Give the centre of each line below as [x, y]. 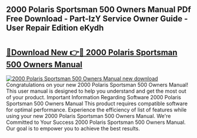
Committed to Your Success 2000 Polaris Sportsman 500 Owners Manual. [96, 122]
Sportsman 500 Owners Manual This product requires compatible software [97, 103]
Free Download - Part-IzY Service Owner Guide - [97, 19]
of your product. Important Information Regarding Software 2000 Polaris [94, 97]
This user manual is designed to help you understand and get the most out [96, 91]
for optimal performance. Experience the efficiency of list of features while [96, 110]
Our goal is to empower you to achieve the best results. [73, 128]
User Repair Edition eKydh [55, 28]
